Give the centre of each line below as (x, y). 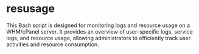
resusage (30, 9)
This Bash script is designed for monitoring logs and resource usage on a (98, 25)
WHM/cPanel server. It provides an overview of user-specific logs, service (100, 31)
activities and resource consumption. (53, 44)
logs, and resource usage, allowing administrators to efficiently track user (98, 38)
